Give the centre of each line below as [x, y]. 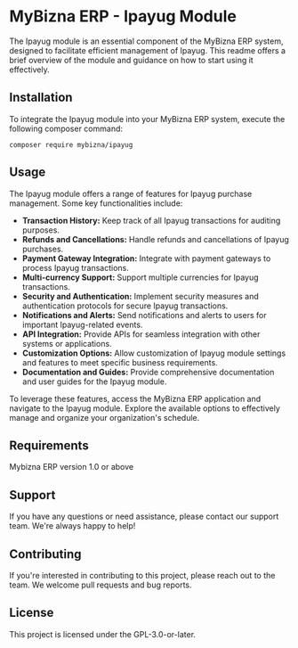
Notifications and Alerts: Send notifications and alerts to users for [144, 315]
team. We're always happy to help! [72, 526]
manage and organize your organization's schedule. [105, 417]
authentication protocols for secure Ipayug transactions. [125, 306]
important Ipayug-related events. [82, 324]
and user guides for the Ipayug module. [94, 381]
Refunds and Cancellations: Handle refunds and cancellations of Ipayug [155, 239]
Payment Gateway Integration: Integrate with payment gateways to [146, 258]
